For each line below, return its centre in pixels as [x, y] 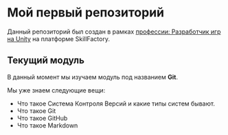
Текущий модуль [46, 61]
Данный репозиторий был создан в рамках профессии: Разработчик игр [114, 32]
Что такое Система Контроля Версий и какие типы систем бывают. [116, 103]
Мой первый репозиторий [86, 13]
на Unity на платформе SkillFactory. [58, 38]
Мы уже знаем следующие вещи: [56, 90]
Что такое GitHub [42, 118]
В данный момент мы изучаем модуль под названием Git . [93, 77]
